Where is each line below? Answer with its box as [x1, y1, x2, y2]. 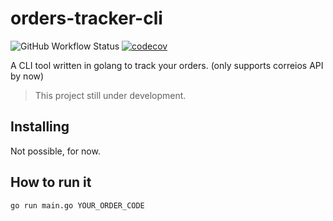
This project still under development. [34, 89, 187, 101]
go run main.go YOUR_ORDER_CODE [10, 200, 145, 211]
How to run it [10, 174, 92, 191]
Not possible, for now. [10, 145, 101, 157]
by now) [10, 70, 45, 82]
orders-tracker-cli [10, 7, 163, 30]
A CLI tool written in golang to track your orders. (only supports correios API [10, 59, 324, 71]
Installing [10, 118, 70, 136]
